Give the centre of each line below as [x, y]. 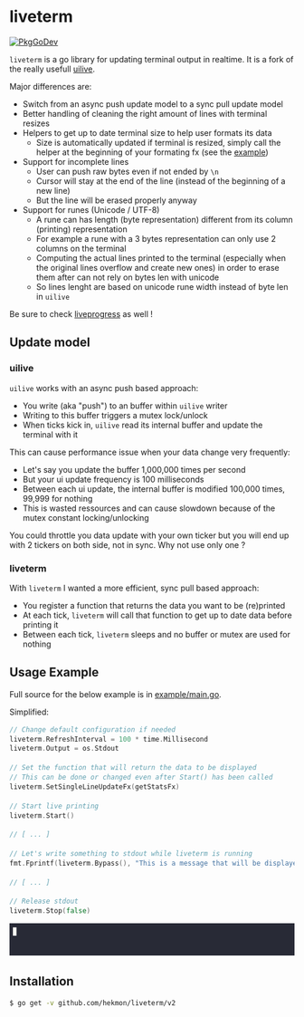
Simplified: [29, 712]
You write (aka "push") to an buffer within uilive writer [125, 406]
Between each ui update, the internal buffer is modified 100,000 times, [153, 489]
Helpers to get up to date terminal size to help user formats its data [147, 132]
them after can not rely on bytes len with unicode [128, 277]
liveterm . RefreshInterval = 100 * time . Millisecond [109, 739]
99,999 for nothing [57, 498]
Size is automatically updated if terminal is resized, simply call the [158, 142]
